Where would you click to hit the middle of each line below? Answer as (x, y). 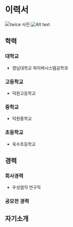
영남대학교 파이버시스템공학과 (40, 68)
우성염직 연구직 (26, 188)
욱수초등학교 (24, 144)
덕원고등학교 (24, 93)
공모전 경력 (17, 201)
